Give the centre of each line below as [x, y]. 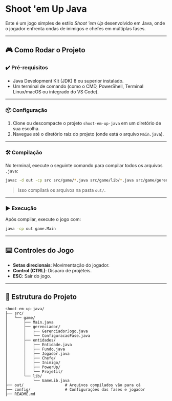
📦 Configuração [26, 110]
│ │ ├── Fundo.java [35, 349]
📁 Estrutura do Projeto [41, 297]
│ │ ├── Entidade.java [39, 345]
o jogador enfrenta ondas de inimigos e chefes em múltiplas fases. [76, 28]
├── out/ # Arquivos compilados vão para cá [73, 385]
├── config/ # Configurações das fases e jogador [75, 389]
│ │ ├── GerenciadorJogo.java [47, 331]
